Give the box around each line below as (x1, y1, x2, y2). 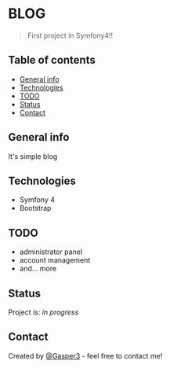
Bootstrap (19, 204, 52, 213)
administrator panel (19, 247, 83, 256)
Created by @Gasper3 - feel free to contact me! (8, 351, 163, 360)
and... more (19, 264, 57, 274)
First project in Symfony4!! (27, 31, 114, 40)
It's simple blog (8, 151, 58, 161)
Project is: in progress (8, 307, 79, 317)
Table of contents (8, 53, 96, 67)
